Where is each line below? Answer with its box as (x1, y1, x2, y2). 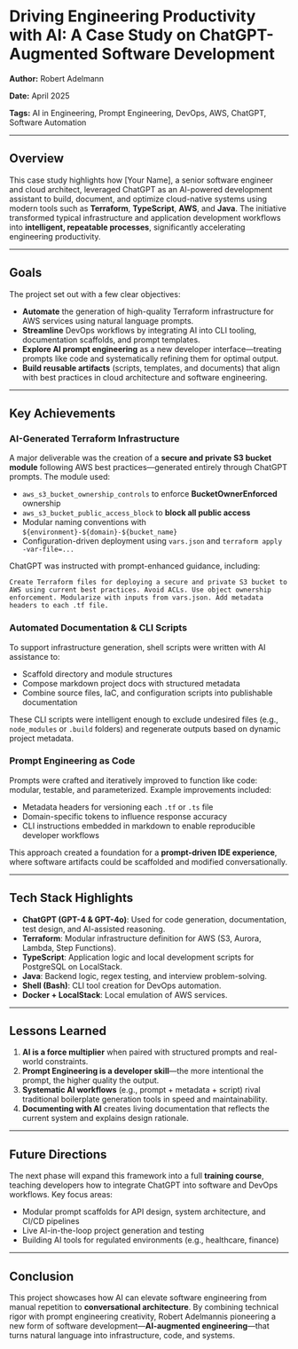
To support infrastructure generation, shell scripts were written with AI (9, 641, 266, 653)
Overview (9, 151, 65, 166)
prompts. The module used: (9, 472, 111, 482)
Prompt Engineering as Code (9, 755, 136, 767)
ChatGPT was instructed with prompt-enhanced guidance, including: (9, 561, 261, 571)
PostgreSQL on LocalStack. (21, 961, 122, 972)
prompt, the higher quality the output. (21, 1075, 160, 1086)
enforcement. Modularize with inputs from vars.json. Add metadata (9, 593, 264, 602)
